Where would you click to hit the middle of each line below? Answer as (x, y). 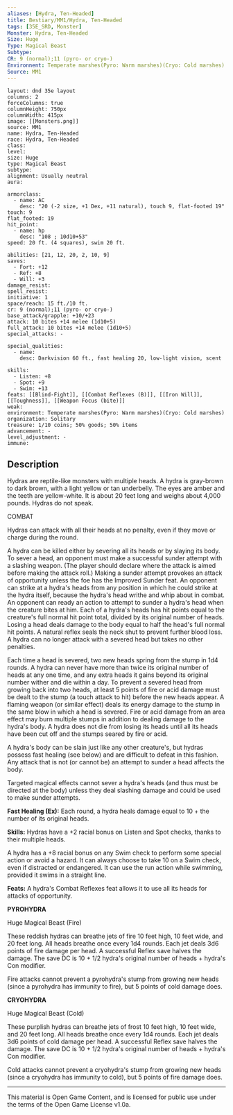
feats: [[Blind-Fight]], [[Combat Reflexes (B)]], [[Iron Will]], (105, 394)
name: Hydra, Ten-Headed (43, 133)
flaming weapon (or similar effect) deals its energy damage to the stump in (114, 705)
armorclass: (24, 194)
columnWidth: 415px (35, 115)
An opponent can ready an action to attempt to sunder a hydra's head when (115, 603)
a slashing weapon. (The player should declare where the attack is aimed (112, 566)
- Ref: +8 (27, 273)
